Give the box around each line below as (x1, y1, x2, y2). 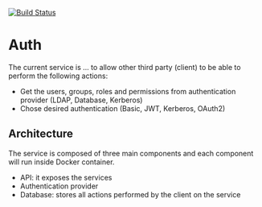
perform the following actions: (8, 71, 108, 81)
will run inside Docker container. (8, 157, 115, 167)
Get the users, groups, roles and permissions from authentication (19, 86, 236, 96)
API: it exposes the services (19, 172, 113, 182)
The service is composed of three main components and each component (8, 148, 254, 158)
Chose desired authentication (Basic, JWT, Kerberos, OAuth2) (19, 103, 226, 113)
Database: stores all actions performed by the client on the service (19, 189, 241, 199)
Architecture (8, 127, 74, 141)
